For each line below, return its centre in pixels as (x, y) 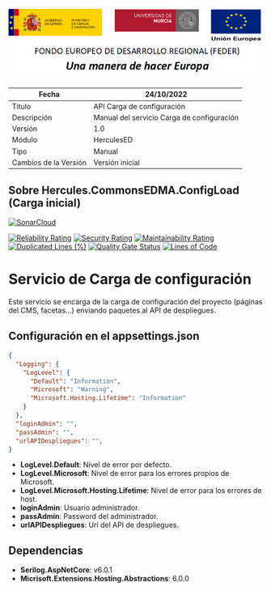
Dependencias (46, 550)
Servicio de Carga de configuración (130, 279)
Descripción (32, 117)
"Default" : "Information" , (75, 381)
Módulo (25, 140)
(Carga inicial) (44, 203)
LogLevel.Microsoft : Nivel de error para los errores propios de (125, 474)
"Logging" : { (38, 364)
